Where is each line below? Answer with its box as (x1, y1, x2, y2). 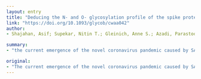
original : (6, 58, 31, 64)
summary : (6, 42, 28, 48)
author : (6, 25, 26, 32)
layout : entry (6, 8, 42, 15)
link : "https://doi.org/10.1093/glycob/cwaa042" (6, 20, 130, 26)
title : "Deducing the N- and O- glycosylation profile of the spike (6, 14, 181, 20)
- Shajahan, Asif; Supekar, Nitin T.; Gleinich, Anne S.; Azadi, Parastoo (6, 31, 197, 37)
